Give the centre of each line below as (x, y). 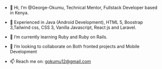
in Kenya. (19, 13)
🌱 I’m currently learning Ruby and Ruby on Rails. (58, 37)
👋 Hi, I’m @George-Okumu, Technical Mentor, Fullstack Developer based (83, 8)
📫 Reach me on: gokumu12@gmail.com (50, 61)
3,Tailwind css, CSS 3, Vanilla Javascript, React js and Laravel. (73, 27)
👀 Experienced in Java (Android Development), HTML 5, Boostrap (76, 22)
